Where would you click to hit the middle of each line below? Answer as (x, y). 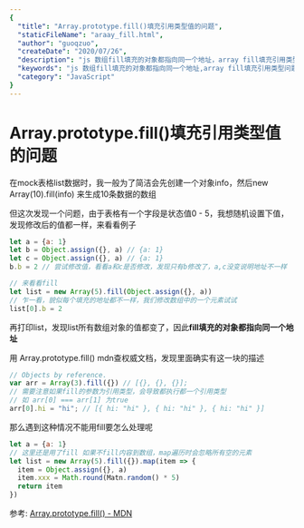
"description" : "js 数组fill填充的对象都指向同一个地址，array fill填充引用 (152, 60)
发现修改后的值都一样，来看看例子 (73, 224)
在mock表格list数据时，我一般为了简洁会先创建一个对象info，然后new (139, 182)
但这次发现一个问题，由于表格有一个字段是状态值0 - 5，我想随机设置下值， (149, 213)
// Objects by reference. (58, 375)
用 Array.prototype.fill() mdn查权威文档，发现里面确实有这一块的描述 (137, 357)
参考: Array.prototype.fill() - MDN (71, 513)
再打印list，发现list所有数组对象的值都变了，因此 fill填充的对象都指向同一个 (148, 327)
